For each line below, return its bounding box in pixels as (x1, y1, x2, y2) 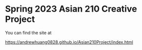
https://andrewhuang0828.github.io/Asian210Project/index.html (5, 39, 133, 45)
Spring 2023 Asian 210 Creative (5, 3, 137, 15)
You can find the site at (5, 30, 52, 35)
